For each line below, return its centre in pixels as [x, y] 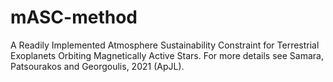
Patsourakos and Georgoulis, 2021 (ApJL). [97, 66]
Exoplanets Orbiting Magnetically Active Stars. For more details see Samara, [167, 55]
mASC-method [74, 17]
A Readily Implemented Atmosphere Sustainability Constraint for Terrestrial [165, 45]
